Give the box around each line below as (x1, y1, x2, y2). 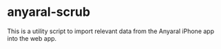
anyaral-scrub (7, 4, 91, 20)
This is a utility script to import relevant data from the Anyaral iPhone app (7, 27, 215, 35)
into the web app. (7, 34, 57, 42)
